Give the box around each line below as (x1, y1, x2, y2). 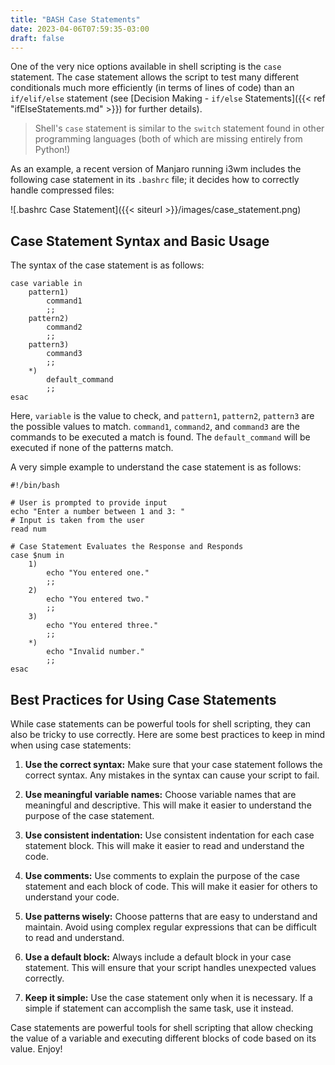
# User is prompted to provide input (10, 498, 168, 508)
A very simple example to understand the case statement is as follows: (10, 461, 302, 473)
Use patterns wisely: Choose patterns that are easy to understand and (24, 911, 318, 922)
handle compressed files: (10, 184, 115, 196)
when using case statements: (10, 739, 132, 751)
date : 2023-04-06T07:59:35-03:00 (10, 24, 150, 34)
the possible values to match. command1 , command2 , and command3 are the (10, 421, 300, 433)
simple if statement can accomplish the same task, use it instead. (24, 1002, 294, 1014)
